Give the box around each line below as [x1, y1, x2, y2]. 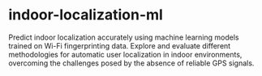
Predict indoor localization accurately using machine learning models [8, 32, 239, 42]
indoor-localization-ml [8, 6, 164, 24]
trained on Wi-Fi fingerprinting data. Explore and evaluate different [8, 40, 231, 50]
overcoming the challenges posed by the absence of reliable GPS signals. [8, 58, 255, 68]
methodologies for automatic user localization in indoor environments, [8, 49, 243, 59]
